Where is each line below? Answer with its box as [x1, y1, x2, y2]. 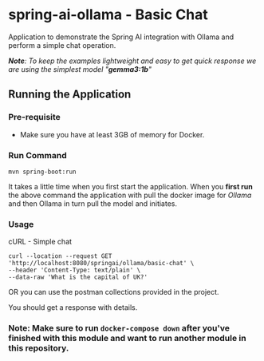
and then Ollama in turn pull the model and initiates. [8, 198, 178, 208]
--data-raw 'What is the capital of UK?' [8, 273, 148, 281]
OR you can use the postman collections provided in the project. [8, 288, 219, 297]
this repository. [8, 343, 69, 354]
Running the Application [8, 88, 132, 101]
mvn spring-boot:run [8, 168, 77, 176]
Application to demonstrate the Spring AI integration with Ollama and [8, 32, 234, 42]
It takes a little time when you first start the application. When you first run [8, 181, 253, 191]
